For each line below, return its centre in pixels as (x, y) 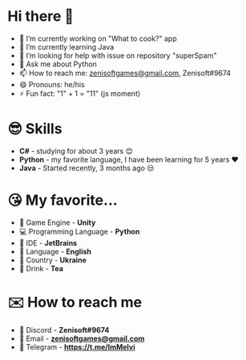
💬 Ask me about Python (58, 64)
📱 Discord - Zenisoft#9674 (64, 330)
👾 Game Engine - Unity (57, 222)
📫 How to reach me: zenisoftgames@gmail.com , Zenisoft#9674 (125, 73)
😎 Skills (35, 129)
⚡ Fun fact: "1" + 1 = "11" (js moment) (80, 93)
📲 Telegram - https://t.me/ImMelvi (77, 346)
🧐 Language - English (55, 251)
